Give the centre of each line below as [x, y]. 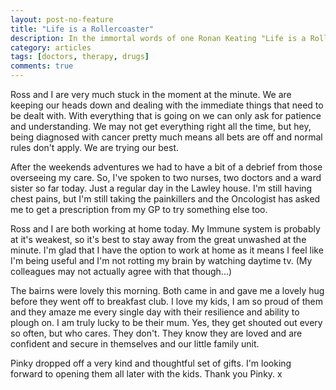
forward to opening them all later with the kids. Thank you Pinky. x [146, 374]
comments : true [42, 66]
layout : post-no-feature [62, 19]
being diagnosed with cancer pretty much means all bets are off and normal [166, 137]
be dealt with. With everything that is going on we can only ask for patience [166, 115]
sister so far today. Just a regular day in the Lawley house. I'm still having [161, 188]
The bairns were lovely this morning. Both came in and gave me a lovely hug [167, 290]
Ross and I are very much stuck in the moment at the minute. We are [151, 94]
